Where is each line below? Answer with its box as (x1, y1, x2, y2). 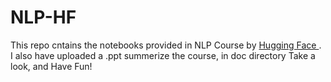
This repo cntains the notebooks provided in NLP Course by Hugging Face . (10, 39, 322, 51)
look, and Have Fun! (10, 60, 93, 72)
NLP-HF (10, 6, 77, 29)
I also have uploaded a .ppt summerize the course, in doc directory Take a (10, 49, 316, 61)
